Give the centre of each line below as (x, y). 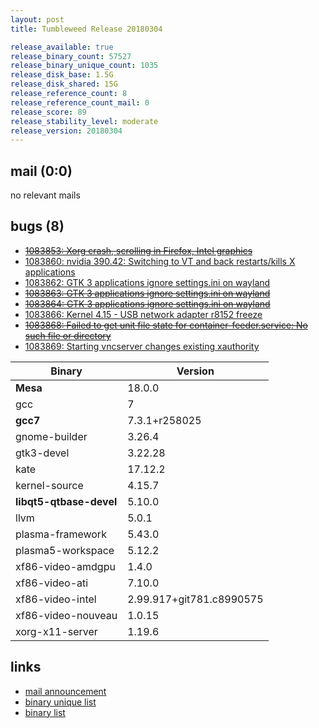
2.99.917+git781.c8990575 (195, 599)
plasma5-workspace (65, 550)
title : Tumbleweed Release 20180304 (86, 29)
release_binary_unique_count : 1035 (84, 66)
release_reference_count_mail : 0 (80, 102)
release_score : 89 (48, 112)
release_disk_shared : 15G (64, 84)
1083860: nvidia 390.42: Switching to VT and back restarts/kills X (160, 261)
